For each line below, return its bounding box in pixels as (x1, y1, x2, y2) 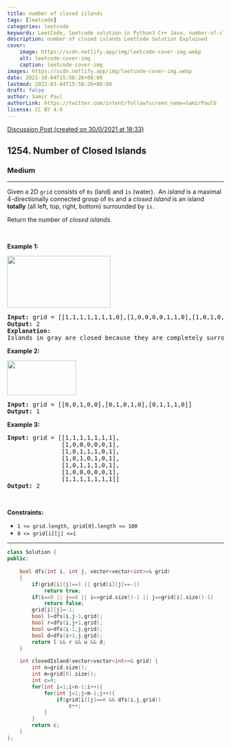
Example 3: (7, 421, 40, 429)
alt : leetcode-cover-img (19, 55, 91, 62)
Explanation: (7, 327, 52, 335)
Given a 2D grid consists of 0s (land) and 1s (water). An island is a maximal (7, 187, 222, 196)
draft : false (7, 87, 45, 94)
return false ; (43, 600, 85, 607)
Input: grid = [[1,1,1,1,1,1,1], (7, 434, 120, 441)
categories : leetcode (7, 23, 69, 30)
